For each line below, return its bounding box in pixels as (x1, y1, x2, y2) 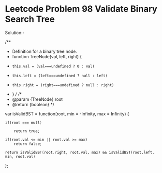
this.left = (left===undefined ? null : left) (12, 73, 108, 78)
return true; (14, 128, 40, 134)
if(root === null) (5, 120, 42, 125)
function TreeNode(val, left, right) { (12, 53, 82, 59)
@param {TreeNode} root (12, 96, 63, 102)
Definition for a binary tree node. (12, 48, 77, 54)
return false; (14, 142, 42, 146)
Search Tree (5, 14, 55, 25)
